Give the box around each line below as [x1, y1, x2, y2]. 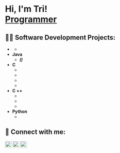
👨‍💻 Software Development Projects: [5, 33, 116, 42]
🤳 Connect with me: [5, 128, 66, 136]
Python [12, 109, 28, 114]
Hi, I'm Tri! [5, 3, 48, 15]
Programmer [5, 14, 57, 25]
